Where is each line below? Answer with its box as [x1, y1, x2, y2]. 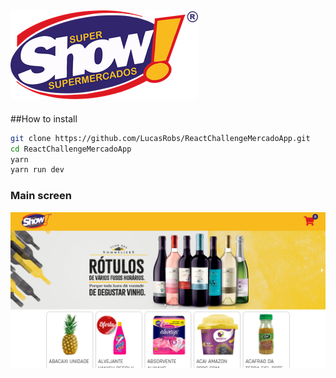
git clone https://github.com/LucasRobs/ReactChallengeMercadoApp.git [10, 133, 311, 143]
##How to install [10, 112, 78, 125]
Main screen [10, 189, 72, 203]
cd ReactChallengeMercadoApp [10, 144, 132, 154]
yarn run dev [10, 165, 65, 175]
